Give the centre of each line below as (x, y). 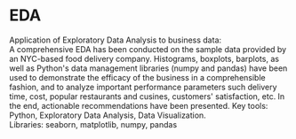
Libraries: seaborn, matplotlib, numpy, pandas (93, 124)
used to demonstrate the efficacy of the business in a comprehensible (137, 77)
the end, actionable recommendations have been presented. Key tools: (139, 105)
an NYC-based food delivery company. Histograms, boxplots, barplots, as (144, 58)
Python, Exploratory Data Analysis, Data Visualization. (108, 115)
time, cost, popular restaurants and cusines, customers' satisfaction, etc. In (147, 96)
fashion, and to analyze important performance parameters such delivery (143, 87)
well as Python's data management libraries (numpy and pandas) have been (148, 68)
